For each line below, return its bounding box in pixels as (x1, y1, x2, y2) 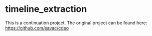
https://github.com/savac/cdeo (5, 25, 69, 31)
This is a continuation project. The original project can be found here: (5, 20, 148, 26)
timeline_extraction (5, 3, 87, 15)
